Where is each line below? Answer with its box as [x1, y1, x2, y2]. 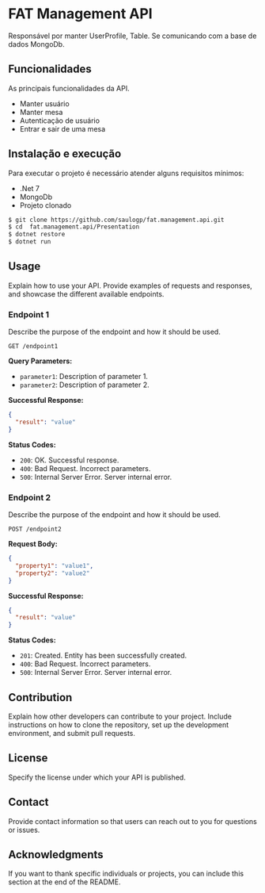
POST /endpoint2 [8, 525, 62, 534]
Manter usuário [19, 98, 70, 108]
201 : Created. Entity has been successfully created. [19, 651, 187, 661]
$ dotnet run [8, 238, 51, 246]
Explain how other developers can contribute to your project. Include [8, 711, 232, 722]
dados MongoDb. [8, 39, 65, 48]
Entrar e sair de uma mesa [19, 124, 106, 133]
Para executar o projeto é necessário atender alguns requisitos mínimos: [8, 168, 244, 178]
